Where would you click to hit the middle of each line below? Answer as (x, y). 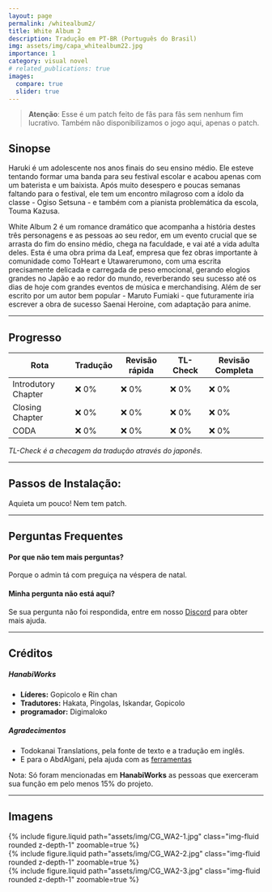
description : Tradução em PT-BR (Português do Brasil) (103, 39)
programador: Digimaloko (64, 711)
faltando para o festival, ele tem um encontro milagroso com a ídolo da (126, 194)
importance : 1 (32, 54)
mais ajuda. (28, 620)
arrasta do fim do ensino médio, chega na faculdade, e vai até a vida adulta (134, 244)
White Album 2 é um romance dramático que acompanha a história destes (132, 227)
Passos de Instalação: (65, 484)
